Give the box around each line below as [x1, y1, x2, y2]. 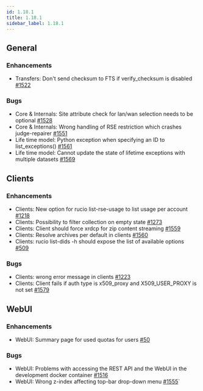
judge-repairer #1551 [15, 130, 68, 137]
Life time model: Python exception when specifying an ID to [15, 136, 165, 144]
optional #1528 [15, 117, 53, 124]
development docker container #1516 [15, 372, 109, 379]
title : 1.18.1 [6, 15, 43, 21]
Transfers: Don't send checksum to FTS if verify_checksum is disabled [15, 75, 193, 82]
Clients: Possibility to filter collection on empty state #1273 [15, 219, 163, 226]
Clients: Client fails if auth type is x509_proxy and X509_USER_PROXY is [15, 280, 197, 287]
